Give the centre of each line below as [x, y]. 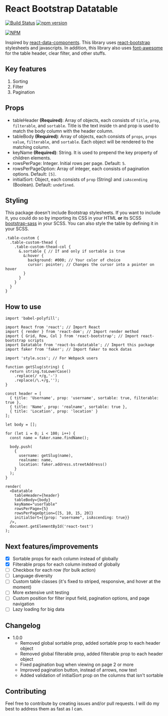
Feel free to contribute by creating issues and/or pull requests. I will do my [82, 703]
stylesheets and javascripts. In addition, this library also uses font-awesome [84, 48]
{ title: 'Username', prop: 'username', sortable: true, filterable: [84, 398]
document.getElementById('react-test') [52, 527]
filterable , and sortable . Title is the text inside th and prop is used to [86, 125]
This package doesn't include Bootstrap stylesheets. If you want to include [83, 213]
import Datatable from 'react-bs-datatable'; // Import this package [80, 345]
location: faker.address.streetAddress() [63, 465]
